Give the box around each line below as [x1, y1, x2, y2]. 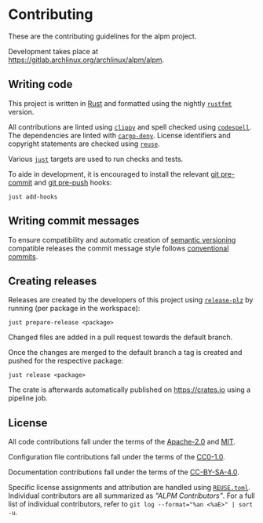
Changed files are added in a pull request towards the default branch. [8, 332, 233, 342]
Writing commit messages [8, 214, 140, 228]
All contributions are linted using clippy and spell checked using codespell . [8, 122, 252, 131]
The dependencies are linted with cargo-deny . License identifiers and [8, 130, 232, 140]
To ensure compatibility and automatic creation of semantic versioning [8, 235, 236, 244]
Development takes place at [8, 46, 99, 56]
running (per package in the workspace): [8, 304, 141, 313]
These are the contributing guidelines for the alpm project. [8, 31, 197, 41]
